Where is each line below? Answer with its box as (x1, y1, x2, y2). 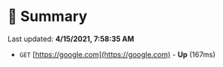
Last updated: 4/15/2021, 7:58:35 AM (7, 34, 135, 44)
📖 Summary (7, 7, 88, 26)
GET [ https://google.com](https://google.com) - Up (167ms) (19, 49, 216, 59)
